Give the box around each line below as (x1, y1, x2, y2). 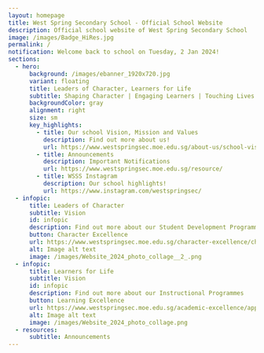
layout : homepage (8, 11, 65, 20)
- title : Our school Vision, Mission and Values (36, 128, 199, 136)
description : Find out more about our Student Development (28, 223, 226, 232)
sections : (8, 56, 41, 64)
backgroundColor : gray (28, 99, 104, 107)
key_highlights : (28, 121, 82, 129)
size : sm (28, 114, 58, 122)
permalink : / (8, 41, 51, 49)
